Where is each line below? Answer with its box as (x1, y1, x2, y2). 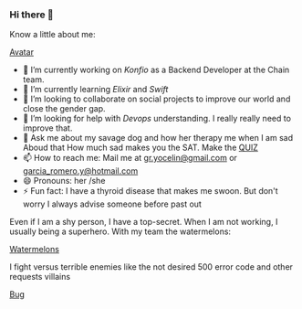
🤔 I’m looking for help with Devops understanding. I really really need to (22, 113, 292, 124)
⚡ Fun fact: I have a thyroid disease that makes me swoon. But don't (22, 186, 278, 197)
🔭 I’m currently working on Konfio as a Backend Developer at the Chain (22, 64, 290, 76)
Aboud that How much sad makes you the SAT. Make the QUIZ (22, 142, 258, 154)
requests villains (9, 272, 71, 282)
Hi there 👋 (9, 8, 55, 21)
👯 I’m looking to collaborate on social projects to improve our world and (22, 93, 291, 104)
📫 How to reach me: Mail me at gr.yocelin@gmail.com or (22, 153, 237, 164)
